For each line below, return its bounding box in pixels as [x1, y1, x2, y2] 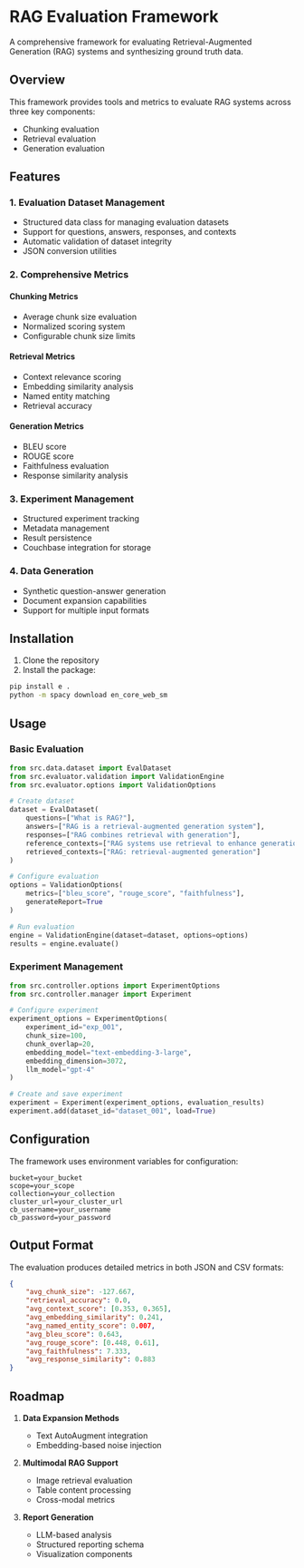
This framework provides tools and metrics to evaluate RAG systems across [9, 96, 291, 107]
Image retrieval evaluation [35, 1475, 133, 1486]
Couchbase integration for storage [22, 542, 152, 553]
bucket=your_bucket [9, 1173, 83, 1183]
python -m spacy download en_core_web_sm [9, 691, 168, 700]
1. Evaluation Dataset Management [9, 197, 166, 209]
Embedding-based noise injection [35, 1440, 162, 1451]
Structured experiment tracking [22, 513, 140, 524]
